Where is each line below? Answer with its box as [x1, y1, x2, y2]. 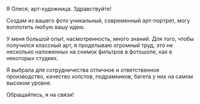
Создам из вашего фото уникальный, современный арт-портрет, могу [6, 17, 191, 24]
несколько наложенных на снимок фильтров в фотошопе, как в [6, 48, 172, 55]
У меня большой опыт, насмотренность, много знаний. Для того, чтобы [6, 35, 194, 42]
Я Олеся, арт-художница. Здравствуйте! [6, 5, 112, 12]
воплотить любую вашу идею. [6, 24, 86, 30]
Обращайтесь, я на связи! [6, 91, 75, 98]
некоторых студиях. [6, 55, 59, 61]
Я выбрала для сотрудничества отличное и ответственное [6, 66, 160, 74]
